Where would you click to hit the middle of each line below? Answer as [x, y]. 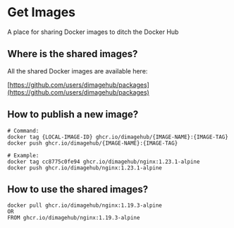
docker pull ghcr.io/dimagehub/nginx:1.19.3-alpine [85, 205]
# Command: [23, 131]
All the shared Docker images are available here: [78, 71]
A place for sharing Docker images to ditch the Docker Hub [93, 32]
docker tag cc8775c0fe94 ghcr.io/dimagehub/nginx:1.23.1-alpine [104, 162]
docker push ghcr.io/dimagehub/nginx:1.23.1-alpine [85, 168]
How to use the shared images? [78, 189]
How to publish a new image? [73, 115]
